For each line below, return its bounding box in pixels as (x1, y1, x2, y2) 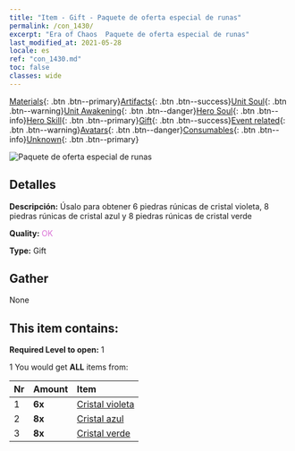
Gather (9, 270, 49, 286)
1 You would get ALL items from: (9, 362, 129, 372)
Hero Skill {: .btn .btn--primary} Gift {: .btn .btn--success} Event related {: (26, 115, 286, 125)
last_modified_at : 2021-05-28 (9, 38, 122, 47)
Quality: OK (9, 227, 54, 238)
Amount (32, 383, 69, 396)
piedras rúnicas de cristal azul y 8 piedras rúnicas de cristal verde (9, 210, 252, 221)
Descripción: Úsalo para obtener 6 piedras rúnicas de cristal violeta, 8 (9, 200, 270, 211)
